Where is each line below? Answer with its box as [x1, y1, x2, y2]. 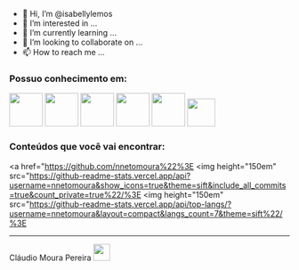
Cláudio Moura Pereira [9, 252, 92, 263]
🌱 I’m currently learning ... [21, 28, 117, 37]
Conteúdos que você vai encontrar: [9, 141, 166, 153]
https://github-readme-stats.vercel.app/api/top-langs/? [29, 199, 232, 209]
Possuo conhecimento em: [9, 72, 127, 85]
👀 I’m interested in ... [21, 18, 98, 29]
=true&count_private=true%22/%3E [9, 189, 141, 200]
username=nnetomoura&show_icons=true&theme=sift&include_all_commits [9, 179, 287, 191]
